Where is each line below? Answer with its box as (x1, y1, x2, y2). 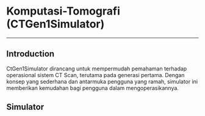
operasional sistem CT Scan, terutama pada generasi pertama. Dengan (6, 71, 185, 78)
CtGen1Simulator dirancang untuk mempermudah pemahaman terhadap (6, 65, 187, 72)
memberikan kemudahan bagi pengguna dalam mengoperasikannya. (6, 84, 179, 92)
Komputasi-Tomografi (6, 4, 121, 18)
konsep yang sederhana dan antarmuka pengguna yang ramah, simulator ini (6, 78, 198, 85)
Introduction (6, 49, 55, 59)
